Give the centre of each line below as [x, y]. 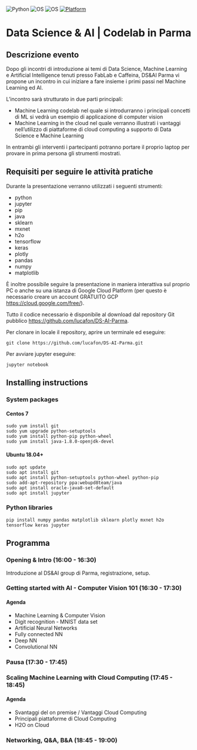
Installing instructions [47, 383]
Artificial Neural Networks [46, 628]
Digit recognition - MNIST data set [56, 621]
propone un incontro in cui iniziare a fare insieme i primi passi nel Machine [96, 81]
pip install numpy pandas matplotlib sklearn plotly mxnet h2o [85, 520]
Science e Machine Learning [49, 135]
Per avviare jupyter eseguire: [41, 353]
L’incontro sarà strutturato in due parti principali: [65, 99]
